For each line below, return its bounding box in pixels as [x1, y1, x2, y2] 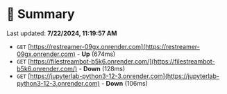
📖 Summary [6, 6, 75, 22]
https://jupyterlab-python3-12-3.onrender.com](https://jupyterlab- [30, 72, 220, 80]
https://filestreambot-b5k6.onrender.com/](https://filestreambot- [30, 57, 215, 65]
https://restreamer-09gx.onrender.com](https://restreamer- [30, 42, 201, 50]
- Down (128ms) [78, 64, 126, 73]
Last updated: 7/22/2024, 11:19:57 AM [6, 29, 117, 37]
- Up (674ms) [76, 50, 116, 58]
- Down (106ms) [101, 79, 149, 87]
